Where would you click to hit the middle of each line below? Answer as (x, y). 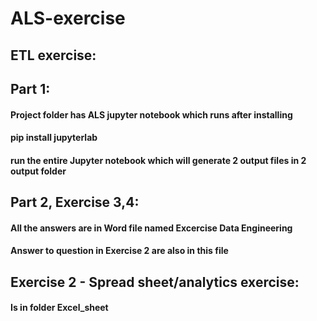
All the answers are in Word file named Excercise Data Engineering (151, 228)
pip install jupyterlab (54, 138)
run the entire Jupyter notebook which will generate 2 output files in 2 (158, 160)
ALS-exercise (68, 18)
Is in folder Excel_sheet (59, 308)
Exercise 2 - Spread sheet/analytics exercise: (155, 282)
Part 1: (30, 88)
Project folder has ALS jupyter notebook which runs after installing (151, 114)
